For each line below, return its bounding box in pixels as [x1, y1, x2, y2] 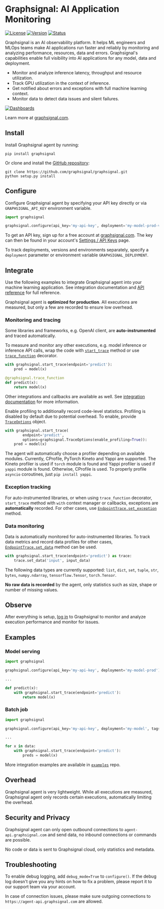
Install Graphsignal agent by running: [5, 142, 79, 148]
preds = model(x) [22, 753, 58, 758]
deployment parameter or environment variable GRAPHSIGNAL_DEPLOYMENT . [5, 252, 149, 258]
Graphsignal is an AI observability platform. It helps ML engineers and [5, 39, 145, 45]
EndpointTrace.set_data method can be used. [5, 544, 97, 550]
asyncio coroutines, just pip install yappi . [5, 471, 93, 477]
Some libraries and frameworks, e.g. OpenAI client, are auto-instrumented [5, 328, 156, 334]
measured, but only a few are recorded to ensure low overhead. [5, 304, 133, 310]
